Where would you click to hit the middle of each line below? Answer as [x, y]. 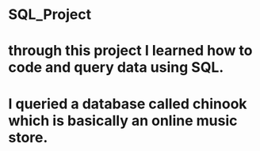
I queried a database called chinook [128, 104]
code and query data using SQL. [116, 68]
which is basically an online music [123, 121]
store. [28, 137]
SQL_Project [50, 15]
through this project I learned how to [130, 51]
